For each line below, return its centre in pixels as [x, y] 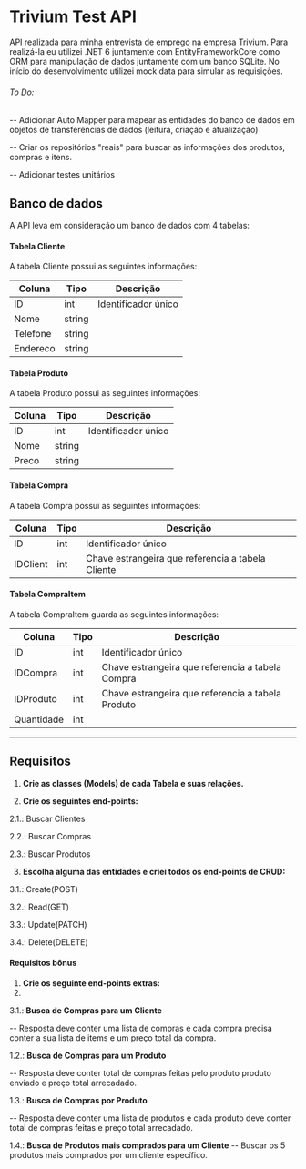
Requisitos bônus [43, 963]
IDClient [31, 564]
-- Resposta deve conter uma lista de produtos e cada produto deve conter [150, 1118]
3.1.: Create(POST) [44, 889]
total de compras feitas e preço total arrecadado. [102, 1127]
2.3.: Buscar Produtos [50, 854]
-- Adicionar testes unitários [62, 175]
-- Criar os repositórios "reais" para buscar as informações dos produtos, [147, 147]
